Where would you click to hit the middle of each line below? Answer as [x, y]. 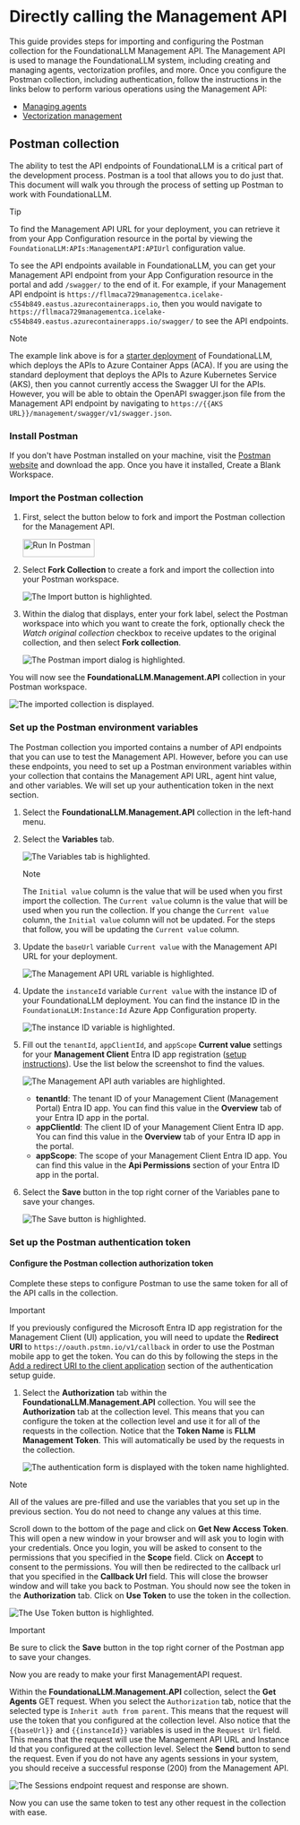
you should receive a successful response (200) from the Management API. [149, 1768]
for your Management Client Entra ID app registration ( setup [134, 1054]
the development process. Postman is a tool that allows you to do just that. [146, 175]
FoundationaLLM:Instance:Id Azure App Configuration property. [139, 1009]
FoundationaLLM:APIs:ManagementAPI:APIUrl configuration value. [128, 247]
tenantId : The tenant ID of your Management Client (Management [157, 1098]
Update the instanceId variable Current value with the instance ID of [150, 990]
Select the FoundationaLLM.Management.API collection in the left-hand [157, 812]
